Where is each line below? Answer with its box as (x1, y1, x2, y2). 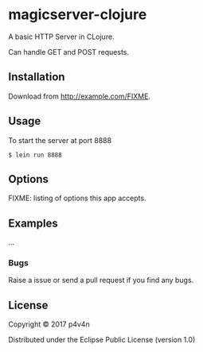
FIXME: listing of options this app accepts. (8, 193, 146, 203)
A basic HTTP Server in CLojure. (8, 32, 115, 41)
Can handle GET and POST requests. (8, 47, 130, 56)
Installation (8, 70, 65, 84)
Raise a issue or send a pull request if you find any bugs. (8, 276, 194, 285)
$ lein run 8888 (8, 151, 62, 159)
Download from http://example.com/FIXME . (8, 91, 151, 101)
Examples (8, 216, 58, 230)
